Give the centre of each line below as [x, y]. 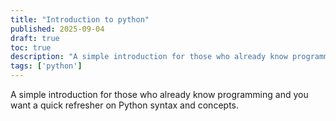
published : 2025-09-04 [57, 29]
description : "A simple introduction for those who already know [149, 57]
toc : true [31, 47]
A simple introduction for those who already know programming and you [159, 94]
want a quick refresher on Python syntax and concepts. [124, 105]
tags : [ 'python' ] [46, 66]
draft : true [35, 38]
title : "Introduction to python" [80, 19]
